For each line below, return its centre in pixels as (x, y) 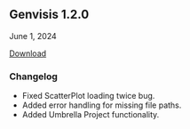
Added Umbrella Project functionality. (91, 115)
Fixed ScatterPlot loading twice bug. (88, 96)
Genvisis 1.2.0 (49, 15)
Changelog (33, 77)
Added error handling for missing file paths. (102, 105)
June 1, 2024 (33, 36)
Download (28, 53)
